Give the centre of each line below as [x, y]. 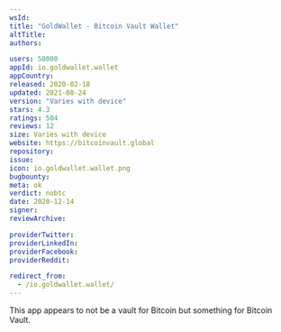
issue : [22, 160]
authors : [26, 43]
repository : [32, 152]
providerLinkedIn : [44, 243]
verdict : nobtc [38, 194]
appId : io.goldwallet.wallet [64, 68]
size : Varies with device [58, 135]
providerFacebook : [44, 252]
